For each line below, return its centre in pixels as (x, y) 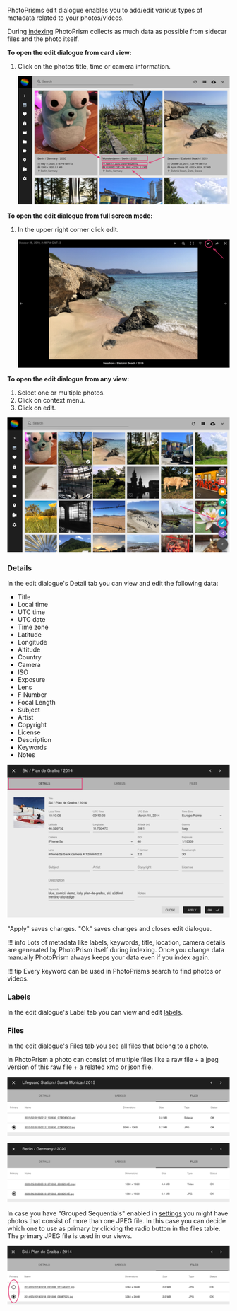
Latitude (30, 635)
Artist (25, 717)
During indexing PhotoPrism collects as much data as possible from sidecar (117, 31)
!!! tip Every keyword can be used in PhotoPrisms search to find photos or (114, 971)
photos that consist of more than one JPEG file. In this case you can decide (117, 1220)
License (29, 732)
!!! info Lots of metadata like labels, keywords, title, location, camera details (116, 942)
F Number (32, 695)
